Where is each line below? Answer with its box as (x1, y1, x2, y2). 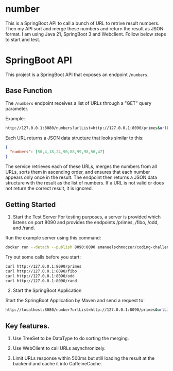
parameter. (5, 105, 29, 112)
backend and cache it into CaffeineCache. (12, 361, 102, 367)
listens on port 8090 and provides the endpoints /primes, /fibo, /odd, (12, 219, 159, 225)
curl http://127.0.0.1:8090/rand (5, 278, 77, 283)
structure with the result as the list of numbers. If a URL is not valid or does (5, 180, 164, 186)
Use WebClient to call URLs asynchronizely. (12, 345, 106, 351)
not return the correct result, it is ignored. (5, 185, 93, 192)
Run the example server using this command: (5, 235, 101, 240)
